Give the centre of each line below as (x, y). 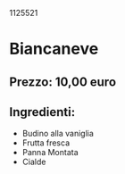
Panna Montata (50, 153)
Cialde (34, 162)
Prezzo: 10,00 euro (63, 82)
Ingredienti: (42, 112)
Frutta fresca (46, 143)
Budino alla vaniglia (58, 134)
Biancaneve (54, 49)
